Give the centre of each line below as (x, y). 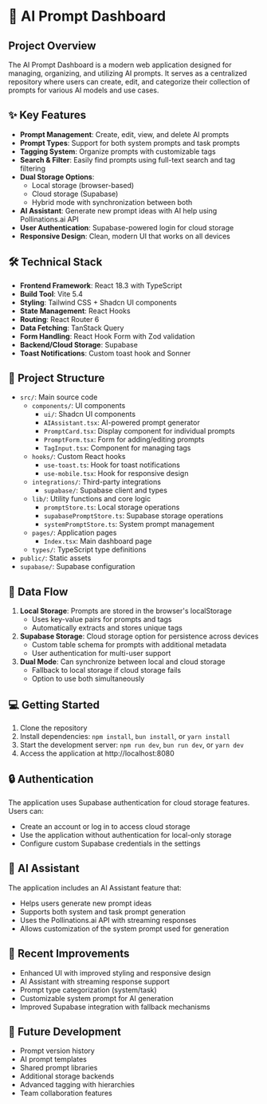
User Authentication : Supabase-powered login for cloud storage (127, 227)
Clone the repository (53, 728)
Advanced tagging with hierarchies (77, 1085)
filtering (33, 168)
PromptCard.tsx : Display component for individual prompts (139, 431)
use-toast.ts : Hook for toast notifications (112, 465)
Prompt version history (57, 1051)
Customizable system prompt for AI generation (96, 998)
